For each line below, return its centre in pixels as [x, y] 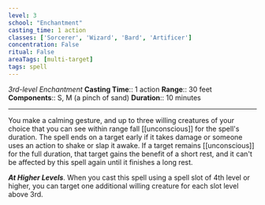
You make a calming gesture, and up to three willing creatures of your [121, 120]
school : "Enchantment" [45, 23]
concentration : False [44, 45]
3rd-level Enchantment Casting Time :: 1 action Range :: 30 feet [110, 89]
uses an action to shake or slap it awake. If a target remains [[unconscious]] [131, 145]
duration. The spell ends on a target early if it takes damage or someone [125, 137]
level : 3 [22, 15]
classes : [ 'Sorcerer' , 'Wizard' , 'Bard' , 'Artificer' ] [100, 37]
